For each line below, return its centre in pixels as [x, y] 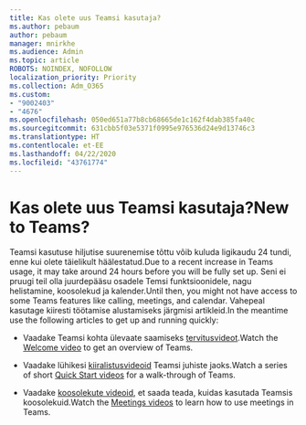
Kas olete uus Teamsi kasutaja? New [149, 207]
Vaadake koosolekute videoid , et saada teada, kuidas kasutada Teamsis [158, 393]
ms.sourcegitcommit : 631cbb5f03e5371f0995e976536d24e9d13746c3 [132, 129]
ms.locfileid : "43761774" [58, 162]
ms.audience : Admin [47, 52]
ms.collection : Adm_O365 [57, 86]
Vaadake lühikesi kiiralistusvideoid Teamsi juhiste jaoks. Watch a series [155, 366]
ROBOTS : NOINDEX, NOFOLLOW [61, 69]
